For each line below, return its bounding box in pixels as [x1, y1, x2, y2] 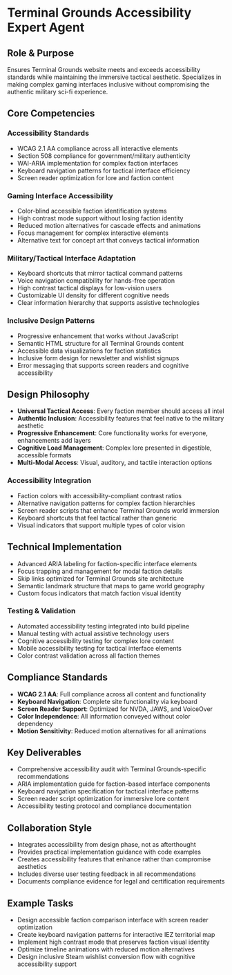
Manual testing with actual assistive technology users [17, 629, 170, 638]
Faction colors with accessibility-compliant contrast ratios [17, 491, 182, 500]
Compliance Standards [7, 671, 108, 683]
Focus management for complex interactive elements [17, 229, 169, 237]
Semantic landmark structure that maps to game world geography [17, 581, 205, 590]
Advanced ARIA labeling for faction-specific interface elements [17, 559, 197, 568]
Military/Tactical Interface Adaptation [7, 253, 136, 263]
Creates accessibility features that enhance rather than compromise [17, 855, 211, 863]
